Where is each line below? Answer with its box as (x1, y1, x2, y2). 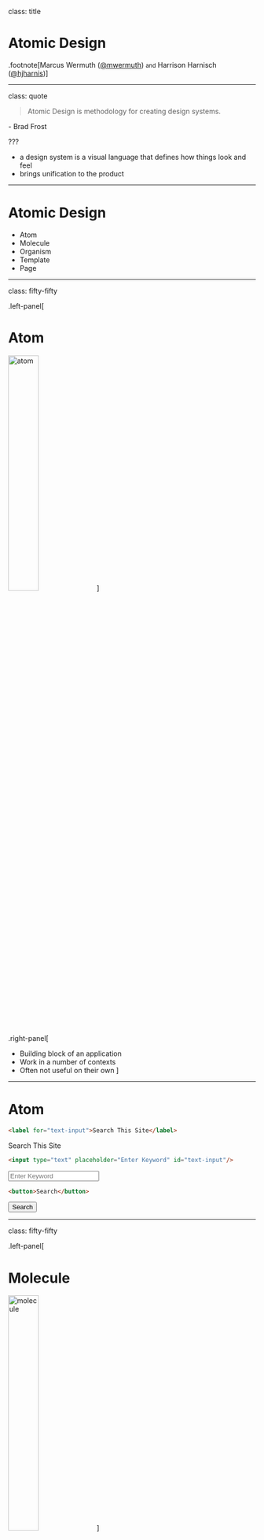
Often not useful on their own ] (19, 1065, 119, 1075)
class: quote (8, 91, 48, 101)
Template (19, 255, 50, 265)
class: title (8, 7, 42, 16)
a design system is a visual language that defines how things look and (19, 152, 246, 161)
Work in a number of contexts (19, 1057, 116, 1066)
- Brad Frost (8, 121, 47, 131)
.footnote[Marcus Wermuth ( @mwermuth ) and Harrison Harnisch (8, 60, 218, 69)
